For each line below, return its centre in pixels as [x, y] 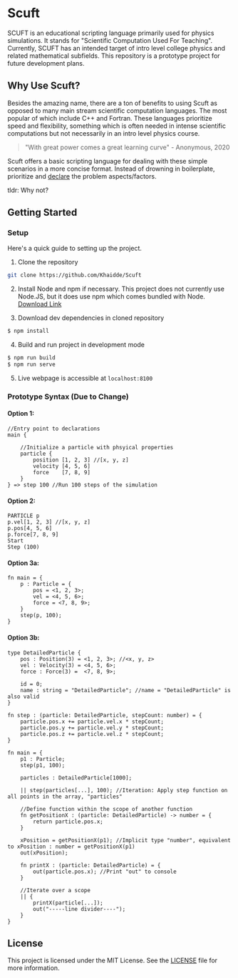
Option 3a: [23, 563]
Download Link [40, 304]
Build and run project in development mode [81, 345]
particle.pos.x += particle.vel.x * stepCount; [92, 722]
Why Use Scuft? [44, 86]
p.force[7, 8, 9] [33, 535]
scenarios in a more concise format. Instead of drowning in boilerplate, [111, 169]
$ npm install [29, 331]
